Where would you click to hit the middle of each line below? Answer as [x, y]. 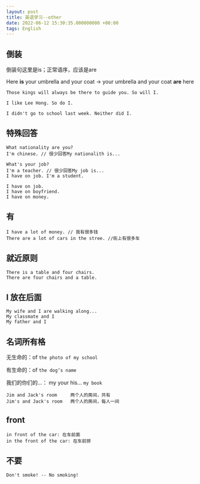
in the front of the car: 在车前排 [49, 441]
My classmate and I [30, 317]
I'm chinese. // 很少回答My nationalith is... [63, 154]
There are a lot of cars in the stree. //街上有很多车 [73, 238]
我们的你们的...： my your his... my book [54, 383]
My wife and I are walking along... [52, 312]
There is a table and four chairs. [50, 272]
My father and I [26, 322]
